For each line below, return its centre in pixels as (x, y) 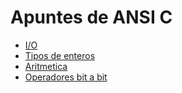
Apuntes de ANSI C (91, 17)
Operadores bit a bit (66, 77)
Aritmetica (46, 66)
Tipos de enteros (60, 55)
